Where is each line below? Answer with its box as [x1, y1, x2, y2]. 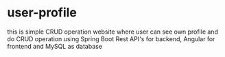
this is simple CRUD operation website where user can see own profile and [7, 27, 218, 36]
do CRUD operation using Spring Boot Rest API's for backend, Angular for [7, 34, 215, 43]
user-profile [7, 5, 78, 21]
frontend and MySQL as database [7, 42, 103, 50]
